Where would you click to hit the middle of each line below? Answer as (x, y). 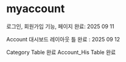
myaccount (36, 9)
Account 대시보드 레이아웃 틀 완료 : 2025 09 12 (63, 39)
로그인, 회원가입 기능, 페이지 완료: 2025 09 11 (60, 26)
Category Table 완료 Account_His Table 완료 (61, 52)
